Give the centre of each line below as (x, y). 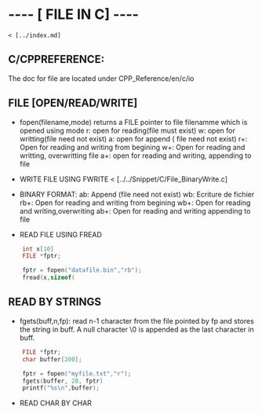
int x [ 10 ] (38, 249)
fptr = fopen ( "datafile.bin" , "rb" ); (82, 270)
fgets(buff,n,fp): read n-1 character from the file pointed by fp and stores (137, 321)
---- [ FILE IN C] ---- (74, 15)
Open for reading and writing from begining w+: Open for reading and (132, 147)
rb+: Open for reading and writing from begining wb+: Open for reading (135, 203)
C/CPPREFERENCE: (56, 59)
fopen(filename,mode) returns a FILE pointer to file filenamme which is (133, 122)
